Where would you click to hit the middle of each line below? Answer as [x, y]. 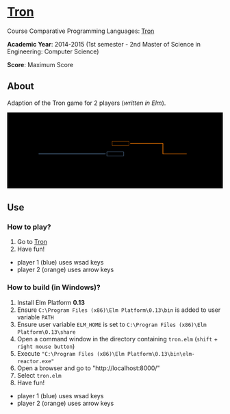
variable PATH [35, 317]
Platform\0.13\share [46, 332]
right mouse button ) [46, 346]
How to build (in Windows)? [54, 287]
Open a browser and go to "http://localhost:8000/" [88, 368]
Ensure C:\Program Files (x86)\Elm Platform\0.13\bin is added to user [119, 310]
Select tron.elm [39, 375]
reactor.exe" [36, 361]
